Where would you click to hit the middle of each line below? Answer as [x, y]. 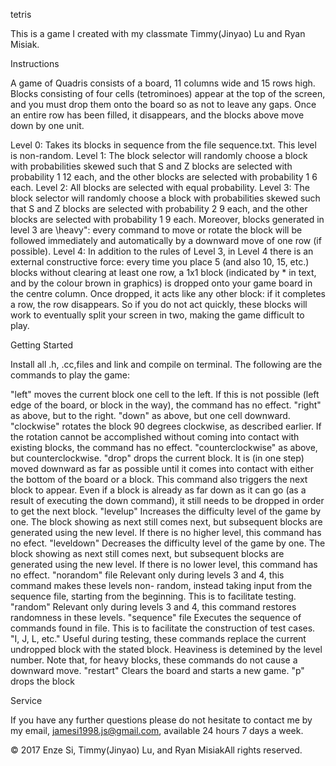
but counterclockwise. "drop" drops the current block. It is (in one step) [157, 458]
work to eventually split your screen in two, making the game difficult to [157, 315]
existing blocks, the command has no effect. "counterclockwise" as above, [164, 447]
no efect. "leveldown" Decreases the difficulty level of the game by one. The [168, 543]
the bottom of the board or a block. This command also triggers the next [159, 479]
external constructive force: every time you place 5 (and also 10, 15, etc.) [160, 262]
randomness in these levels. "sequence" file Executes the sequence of [156, 617]
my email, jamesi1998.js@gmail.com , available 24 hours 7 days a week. [157, 730]
